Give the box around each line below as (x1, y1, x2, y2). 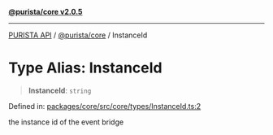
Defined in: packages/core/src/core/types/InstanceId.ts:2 (8, 101, 201, 111)
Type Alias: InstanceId (8, 59, 162, 77)
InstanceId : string (28, 85, 92, 95)
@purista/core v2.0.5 (8, 7, 83, 16)
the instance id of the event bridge (8, 117, 124, 127)
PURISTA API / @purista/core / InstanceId (8, 30, 148, 40)
